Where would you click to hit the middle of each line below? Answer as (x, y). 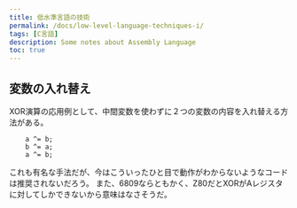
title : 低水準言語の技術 (50, 17)
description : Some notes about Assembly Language (103, 42)
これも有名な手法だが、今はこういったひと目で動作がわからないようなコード (149, 172)
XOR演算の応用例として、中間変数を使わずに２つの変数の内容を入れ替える (145, 111)
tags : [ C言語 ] (34, 34)
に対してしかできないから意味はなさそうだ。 (91, 194)
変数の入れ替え (50, 88)
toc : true (27, 50)
